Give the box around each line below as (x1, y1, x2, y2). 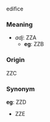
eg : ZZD (6, 98, 27, 106)
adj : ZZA (14, 34, 37, 41)
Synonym (6, 84, 35, 93)
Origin (6, 56, 25, 64)
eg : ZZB (23, 41, 44, 48)
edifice (6, 5, 23, 12)
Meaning (6, 20, 33, 29)
